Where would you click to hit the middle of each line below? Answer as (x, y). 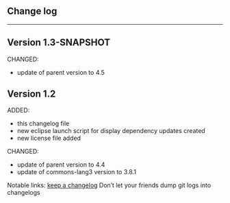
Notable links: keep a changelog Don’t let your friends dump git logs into (109, 185)
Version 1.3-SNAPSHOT (59, 43)
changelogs (24, 193)
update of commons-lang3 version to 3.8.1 (77, 172)
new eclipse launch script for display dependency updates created (111, 131)
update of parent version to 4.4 (61, 165)
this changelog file (43, 123)
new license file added (49, 138)
